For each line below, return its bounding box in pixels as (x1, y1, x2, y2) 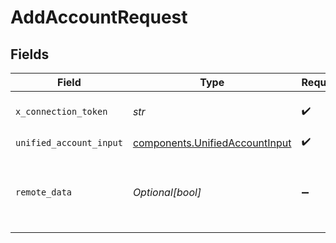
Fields (10, 46, 50, 63)
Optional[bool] (132, 186, 202, 199)
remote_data (15, 187, 73, 198)
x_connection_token (15, 106, 108, 117)
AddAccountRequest (10, 6, 188, 29)
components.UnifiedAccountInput (132, 136, 292, 150)
